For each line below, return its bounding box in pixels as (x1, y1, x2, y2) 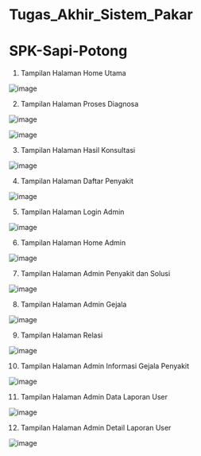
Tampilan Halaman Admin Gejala (20, 300, 127, 310)
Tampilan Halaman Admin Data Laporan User (20, 392, 168, 402)
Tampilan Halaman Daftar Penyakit (20, 177, 134, 186)
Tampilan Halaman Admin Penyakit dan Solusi (20, 269, 171, 279)
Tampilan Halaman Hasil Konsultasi (20, 146, 136, 155)
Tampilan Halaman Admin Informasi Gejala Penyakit (20, 361, 190, 371)
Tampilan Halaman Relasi (20, 330, 103, 340)
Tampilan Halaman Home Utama (20, 68, 126, 78)
